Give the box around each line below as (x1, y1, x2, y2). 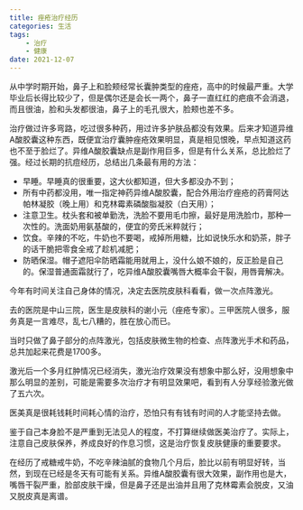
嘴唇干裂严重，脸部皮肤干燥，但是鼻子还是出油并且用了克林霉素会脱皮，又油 (9, 479, 294, 490)
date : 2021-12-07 (9, 55, 75, 64)
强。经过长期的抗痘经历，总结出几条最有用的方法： (9, 157, 199, 167)
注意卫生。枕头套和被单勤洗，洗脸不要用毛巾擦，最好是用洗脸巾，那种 (22, 209, 284, 220)
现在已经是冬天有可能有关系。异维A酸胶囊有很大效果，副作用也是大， (32, 468, 291, 478)
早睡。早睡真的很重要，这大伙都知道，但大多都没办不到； (22, 176, 236, 186)
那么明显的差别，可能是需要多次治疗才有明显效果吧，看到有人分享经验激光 (9, 376, 286, 387)
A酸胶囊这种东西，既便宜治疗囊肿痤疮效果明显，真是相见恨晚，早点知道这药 (9, 134, 291, 144)
